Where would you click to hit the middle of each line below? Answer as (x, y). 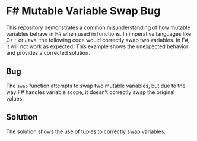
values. (15, 98)
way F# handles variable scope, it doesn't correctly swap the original (90, 92)
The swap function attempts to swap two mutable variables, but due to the (96, 86)
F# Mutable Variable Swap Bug (83, 11)
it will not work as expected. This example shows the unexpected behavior (97, 46)
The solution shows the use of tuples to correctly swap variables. (86, 131)
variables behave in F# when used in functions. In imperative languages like (99, 33)
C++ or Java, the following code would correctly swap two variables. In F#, (98, 40)
